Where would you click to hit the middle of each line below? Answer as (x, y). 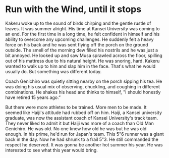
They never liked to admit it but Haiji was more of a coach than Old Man (79, 123)
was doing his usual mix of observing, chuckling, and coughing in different (83, 86)
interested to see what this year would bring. (52, 150)
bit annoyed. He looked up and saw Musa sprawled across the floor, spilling (84, 55)
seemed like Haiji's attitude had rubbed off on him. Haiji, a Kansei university (84, 113)
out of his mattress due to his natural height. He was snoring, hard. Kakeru (82, 61)
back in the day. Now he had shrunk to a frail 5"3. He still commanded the (82, 139)
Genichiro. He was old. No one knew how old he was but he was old (76, 128)
